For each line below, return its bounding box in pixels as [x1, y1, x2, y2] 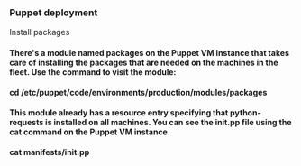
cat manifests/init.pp [9, 146, 90, 157]
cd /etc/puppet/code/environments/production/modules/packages [9, 87, 268, 97]
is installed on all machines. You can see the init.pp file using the [44, 117, 292, 128]
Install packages [9, 27, 70, 38]
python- [229, 107, 261, 118]
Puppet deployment [9, 6, 98, 19]
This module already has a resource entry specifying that [9, 107, 229, 118]
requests [9, 117, 44, 128]
